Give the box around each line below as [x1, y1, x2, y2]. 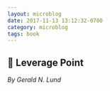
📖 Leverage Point [7, 56, 84, 68]
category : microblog [7, 23, 69, 31]
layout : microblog [7, 10, 62, 18]
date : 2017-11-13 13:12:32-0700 [7, 17, 103, 24]
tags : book [7, 30, 40, 38]
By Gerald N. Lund [7, 75, 62, 84]
